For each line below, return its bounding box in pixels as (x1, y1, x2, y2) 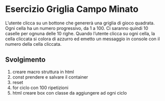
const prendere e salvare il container (12, 74, 88, 80)
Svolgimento (5, 56, 46, 64)
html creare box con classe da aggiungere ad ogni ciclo (12, 90, 127, 96)
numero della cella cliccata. (5, 41, 61, 47)
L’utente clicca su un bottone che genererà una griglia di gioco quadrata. (5, 20, 155, 26)
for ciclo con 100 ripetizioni (12, 85, 68, 91)
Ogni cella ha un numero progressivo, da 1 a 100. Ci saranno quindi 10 (5, 25, 148, 31)
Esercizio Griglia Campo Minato (5, 3, 138, 15)
